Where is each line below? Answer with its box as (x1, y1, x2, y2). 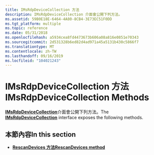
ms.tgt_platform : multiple (5, 21, 61, 26)
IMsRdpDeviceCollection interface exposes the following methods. (5, 115, 144, 121)
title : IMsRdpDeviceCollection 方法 (5, 7, 79, 12)
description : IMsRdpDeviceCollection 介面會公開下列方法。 (5, 12, 123, 17)
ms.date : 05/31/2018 (5, 30, 48, 35)
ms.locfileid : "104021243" (5, 58, 61, 63)
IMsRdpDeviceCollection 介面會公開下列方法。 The (5, 109, 109, 115)
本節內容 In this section (5, 130, 76, 139)
